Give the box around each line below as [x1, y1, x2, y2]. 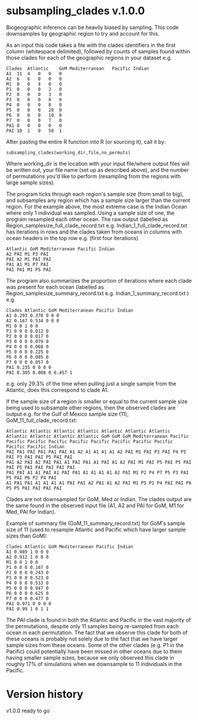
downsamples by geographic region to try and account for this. [6, 30, 160, 37]
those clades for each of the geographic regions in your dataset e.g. [6, 54, 173, 61]
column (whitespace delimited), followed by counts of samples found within [6, 47, 190, 55]
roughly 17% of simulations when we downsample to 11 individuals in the [6, 660, 182, 667]
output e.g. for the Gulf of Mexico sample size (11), [6, 410, 129, 417]
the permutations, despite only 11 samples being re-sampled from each [6, 622, 179, 629]
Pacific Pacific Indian [6, 443, 65, 450]
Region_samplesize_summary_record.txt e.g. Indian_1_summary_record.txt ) [6, 289, 189, 297]
